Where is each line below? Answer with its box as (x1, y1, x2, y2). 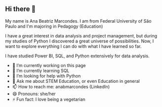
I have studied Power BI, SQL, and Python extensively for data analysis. (5, 53, 150, 59)
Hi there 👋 (5, 5, 36, 13)
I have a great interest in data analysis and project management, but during (5, 33, 158, 38)
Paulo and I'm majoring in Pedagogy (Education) (5, 23, 103, 29)
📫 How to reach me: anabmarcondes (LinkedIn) (12, 83, 110, 89)
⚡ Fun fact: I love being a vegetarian (12, 96, 86, 102)
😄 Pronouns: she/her (12, 91, 56, 97)
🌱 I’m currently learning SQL (12, 68, 70, 73)
